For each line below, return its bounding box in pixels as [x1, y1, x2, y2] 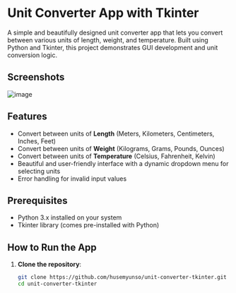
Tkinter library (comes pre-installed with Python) [17, 221, 160, 229]
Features [7, 111, 47, 123]
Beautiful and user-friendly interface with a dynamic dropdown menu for [17, 159, 229, 167]
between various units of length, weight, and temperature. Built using [7, 35, 208, 44]
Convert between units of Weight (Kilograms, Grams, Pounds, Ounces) [17, 144, 225, 153]
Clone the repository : [17, 260, 82, 269]
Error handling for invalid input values [17, 174, 127, 183]
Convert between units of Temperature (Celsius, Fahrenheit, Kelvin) [17, 152, 216, 160]
